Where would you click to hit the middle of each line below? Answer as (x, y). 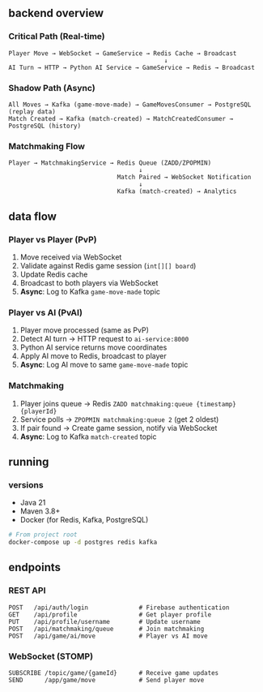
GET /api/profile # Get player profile (110, 615)
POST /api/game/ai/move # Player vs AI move (108, 636)
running (29, 462)
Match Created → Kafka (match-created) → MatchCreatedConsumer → (121, 118)
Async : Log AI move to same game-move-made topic (104, 365)
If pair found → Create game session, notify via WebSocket (119, 428)
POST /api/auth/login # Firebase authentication (119, 608)
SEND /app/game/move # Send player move (106, 680)
